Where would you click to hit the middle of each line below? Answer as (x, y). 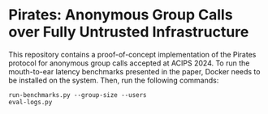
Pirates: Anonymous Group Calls (121, 15)
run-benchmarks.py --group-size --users (78, 95)
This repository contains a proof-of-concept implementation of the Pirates (132, 54)
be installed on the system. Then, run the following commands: (114, 80)
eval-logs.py (30, 102)
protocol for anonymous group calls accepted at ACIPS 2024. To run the (129, 63)
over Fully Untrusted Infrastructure (129, 32)
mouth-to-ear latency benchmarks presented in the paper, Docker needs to (134, 71)
